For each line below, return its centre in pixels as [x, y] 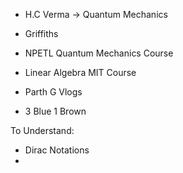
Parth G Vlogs [53, 92]
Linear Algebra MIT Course [80, 72]
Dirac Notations [57, 150]
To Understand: [42, 130]
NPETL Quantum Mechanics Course [99, 53]
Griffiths [41, 33]
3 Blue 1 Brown [55, 111]
